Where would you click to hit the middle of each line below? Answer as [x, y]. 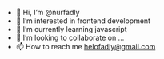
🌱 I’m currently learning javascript [71, 29]
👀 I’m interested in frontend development [83, 21]
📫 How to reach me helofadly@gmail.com [86, 47]
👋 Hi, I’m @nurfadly [48, 12]
